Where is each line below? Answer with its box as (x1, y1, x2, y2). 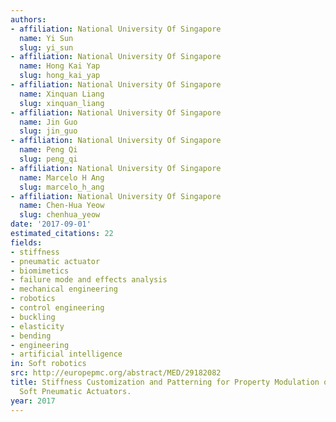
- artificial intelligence (10, 349, 123, 360)
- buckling (10, 312, 56, 322)
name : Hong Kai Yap (19, 61, 101, 71)
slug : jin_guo (19, 126, 78, 136)
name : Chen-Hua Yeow (19, 201, 105, 211)
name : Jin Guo (19, 117, 78, 127)
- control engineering (10, 303, 105, 313)
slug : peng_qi (19, 154, 78, 164)
